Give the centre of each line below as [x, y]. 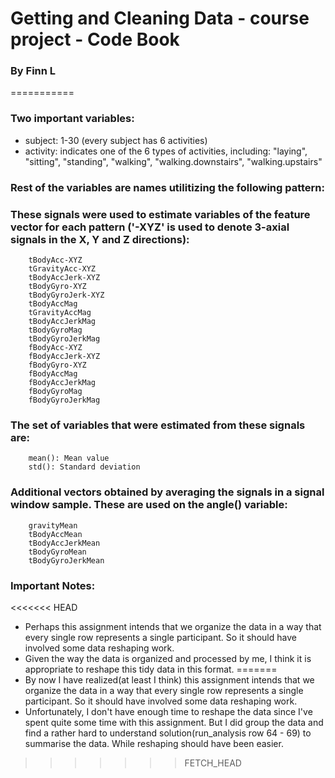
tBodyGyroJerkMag [64, 339]
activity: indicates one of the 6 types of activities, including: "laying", [166, 151]
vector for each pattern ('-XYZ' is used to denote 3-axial [150, 227]
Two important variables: [72, 119]
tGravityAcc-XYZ [62, 269]
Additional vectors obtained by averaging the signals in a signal [167, 492]
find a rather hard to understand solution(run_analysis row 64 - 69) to [168, 733]
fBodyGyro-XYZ [57, 365]
